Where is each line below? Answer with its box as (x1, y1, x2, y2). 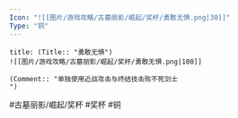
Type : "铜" (9, 21, 49, 30)
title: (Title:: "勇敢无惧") (9, 47, 113, 56)
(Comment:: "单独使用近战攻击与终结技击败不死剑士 (9, 74, 178, 83)
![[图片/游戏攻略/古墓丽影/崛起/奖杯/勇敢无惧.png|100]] (9, 57, 202, 66)
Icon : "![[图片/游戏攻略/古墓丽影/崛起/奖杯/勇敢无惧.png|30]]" (9, 13, 231, 22)
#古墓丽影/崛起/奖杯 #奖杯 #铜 (9, 99, 121, 110)
